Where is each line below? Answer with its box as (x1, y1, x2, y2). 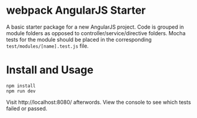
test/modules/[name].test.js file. (6, 42, 89, 49)
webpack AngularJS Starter (6, 4, 146, 17)
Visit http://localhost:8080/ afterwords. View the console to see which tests (6, 98, 192, 105)
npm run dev (6, 88, 36, 94)
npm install (6, 83, 36, 89)
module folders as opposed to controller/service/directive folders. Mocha (6, 29, 186, 36)
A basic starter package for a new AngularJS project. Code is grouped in (6, 23, 185, 30)
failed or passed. (6, 105, 48, 112)
